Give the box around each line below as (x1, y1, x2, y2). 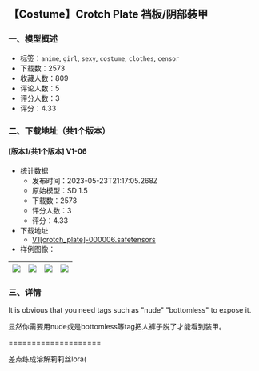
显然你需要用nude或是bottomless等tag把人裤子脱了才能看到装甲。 (8, 322, 226, 332)
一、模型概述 (8, 34, 58, 45)
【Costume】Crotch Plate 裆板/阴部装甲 (8, 7, 209, 22)
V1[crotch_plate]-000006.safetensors (31, 234, 156, 244)
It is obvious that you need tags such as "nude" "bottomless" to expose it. (8, 305, 252, 315)
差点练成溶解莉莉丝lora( (8, 354, 87, 364)
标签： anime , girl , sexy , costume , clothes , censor (19, 53, 180, 62)
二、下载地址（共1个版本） (8, 125, 110, 136)
